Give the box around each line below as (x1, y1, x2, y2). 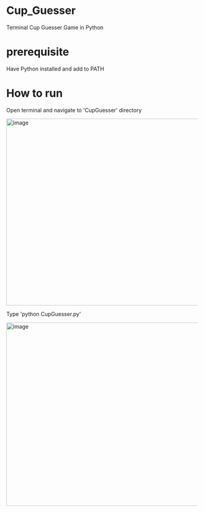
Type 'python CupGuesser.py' (6, 310, 81, 318)
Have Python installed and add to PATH (6, 65, 104, 72)
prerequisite (6, 45, 70, 59)
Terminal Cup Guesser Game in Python (6, 24, 104, 31)
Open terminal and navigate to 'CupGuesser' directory (6, 106, 142, 114)
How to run (6, 86, 63, 100)
